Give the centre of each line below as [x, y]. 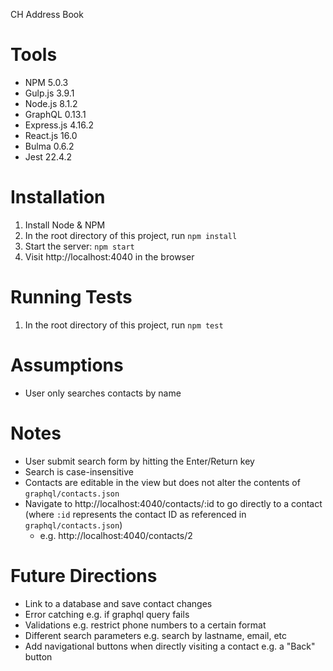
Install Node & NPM [65, 225]
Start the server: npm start [79, 246]
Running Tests [71, 297]
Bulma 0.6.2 [49, 146]
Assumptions [67, 365]
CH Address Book [47, 14]
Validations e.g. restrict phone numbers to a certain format [145, 625]
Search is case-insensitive [79, 471]
